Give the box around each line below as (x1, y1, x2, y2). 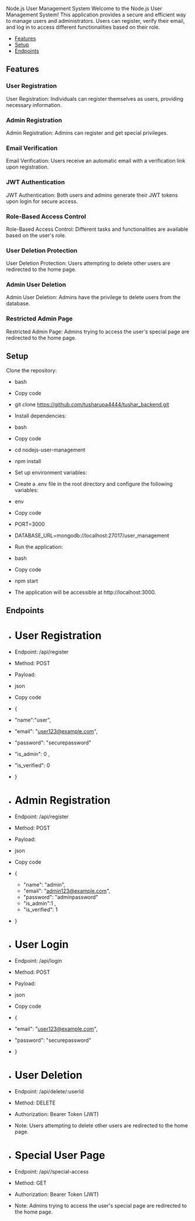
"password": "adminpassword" (23, 893, 98, 901)
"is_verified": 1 (23, 906, 58, 913)
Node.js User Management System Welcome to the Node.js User (6, 5, 163, 12)
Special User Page (14, 1148, 105, 1162)
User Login (14, 938, 69, 951)
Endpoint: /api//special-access (14, 1168, 89, 1175)
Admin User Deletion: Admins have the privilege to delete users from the (6, 294, 181, 301)
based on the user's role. (6, 231, 66, 239)
